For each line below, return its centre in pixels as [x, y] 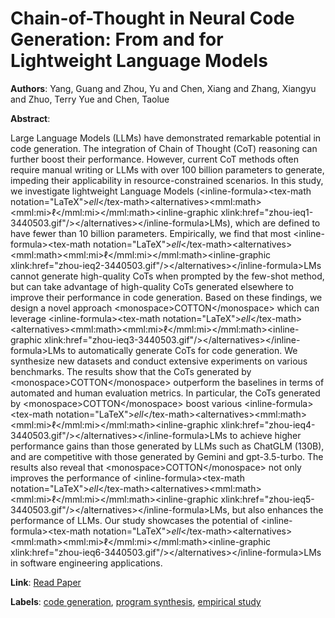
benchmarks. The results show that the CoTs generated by [131, 371]
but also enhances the [277, 509]
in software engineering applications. [86, 563]
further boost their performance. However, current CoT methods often [155, 159]
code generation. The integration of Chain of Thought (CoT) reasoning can [164, 148]
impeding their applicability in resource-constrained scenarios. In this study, [167, 180]
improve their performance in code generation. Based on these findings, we [166, 297]
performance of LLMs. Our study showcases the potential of [135, 520]
